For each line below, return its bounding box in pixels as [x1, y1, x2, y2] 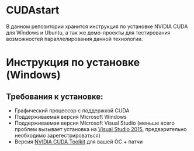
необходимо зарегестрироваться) [14, 132, 101, 139]
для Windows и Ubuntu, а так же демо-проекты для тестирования [6, 29, 171, 36]
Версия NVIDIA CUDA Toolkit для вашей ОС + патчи [14, 138, 143, 145]
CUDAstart [6, 4, 60, 17]
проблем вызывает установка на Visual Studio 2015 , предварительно [14, 125, 187, 132]
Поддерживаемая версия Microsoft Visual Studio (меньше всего [14, 119, 175, 126]
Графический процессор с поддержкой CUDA [14, 107, 130, 114]
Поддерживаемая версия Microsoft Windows [14, 113, 127, 120]
